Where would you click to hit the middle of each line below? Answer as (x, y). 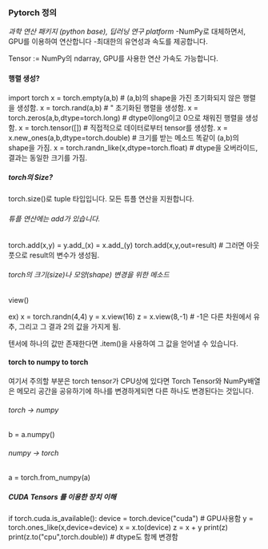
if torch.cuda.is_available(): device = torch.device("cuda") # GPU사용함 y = (131, 519)
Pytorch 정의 (33, 12)
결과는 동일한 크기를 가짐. (48, 157)
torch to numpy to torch (48, 362)
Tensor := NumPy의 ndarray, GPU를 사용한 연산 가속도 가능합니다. (113, 58)
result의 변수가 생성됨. (64, 255)
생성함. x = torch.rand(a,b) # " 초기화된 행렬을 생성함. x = (107, 107)
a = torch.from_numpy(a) (49, 478)
